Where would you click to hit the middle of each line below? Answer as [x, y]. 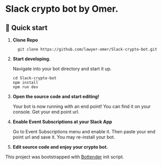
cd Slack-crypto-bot [34, 78]
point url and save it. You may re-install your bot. [64, 137]
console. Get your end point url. [46, 112]
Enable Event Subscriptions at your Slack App [62, 122]
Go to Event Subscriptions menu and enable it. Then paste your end [84, 132]
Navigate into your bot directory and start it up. [62, 69]
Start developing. [32, 59]
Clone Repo [25, 40]
